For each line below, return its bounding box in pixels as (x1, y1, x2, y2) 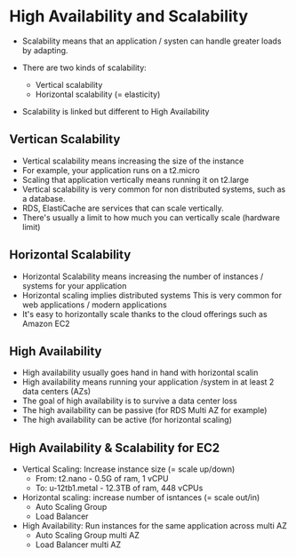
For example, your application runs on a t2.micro (21, 164, 200, 175)
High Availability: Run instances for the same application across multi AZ (21, 521, 287, 531)
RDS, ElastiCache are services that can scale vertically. (21, 203, 224, 213)
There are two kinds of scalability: (21, 62, 147, 73)
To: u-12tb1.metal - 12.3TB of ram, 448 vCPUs (35, 482, 204, 494)
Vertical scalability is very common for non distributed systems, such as (21, 184, 286, 195)
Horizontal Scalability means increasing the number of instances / (21, 271, 264, 282)
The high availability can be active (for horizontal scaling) (21, 415, 233, 426)
